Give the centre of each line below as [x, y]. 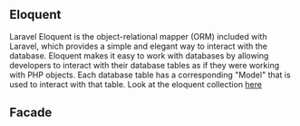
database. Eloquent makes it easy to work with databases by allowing [139, 55]
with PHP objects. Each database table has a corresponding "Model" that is [150, 75]
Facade [31, 113]
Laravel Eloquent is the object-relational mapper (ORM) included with [138, 36]
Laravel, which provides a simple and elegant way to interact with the [138, 46]
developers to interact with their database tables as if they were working [145, 65]
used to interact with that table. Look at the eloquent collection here [136, 84]
